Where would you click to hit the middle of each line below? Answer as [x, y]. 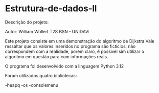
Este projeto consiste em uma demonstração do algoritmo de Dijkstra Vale [80, 41]
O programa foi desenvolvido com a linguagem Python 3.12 [64, 66]
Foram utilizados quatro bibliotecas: [41, 75]
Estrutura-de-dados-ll [51, 9]
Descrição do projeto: [27, 22]
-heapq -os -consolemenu [32, 85]
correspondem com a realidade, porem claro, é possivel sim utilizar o [75, 51]
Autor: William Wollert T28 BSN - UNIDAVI [47, 31]
